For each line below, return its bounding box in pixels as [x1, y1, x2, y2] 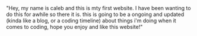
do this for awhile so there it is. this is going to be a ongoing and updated [6, 11, 185, 18]
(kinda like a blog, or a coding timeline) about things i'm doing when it [6, 17, 176, 24]
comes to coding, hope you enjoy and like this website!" [6, 24, 143, 30]
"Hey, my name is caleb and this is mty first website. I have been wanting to [6, 5, 191, 11]
